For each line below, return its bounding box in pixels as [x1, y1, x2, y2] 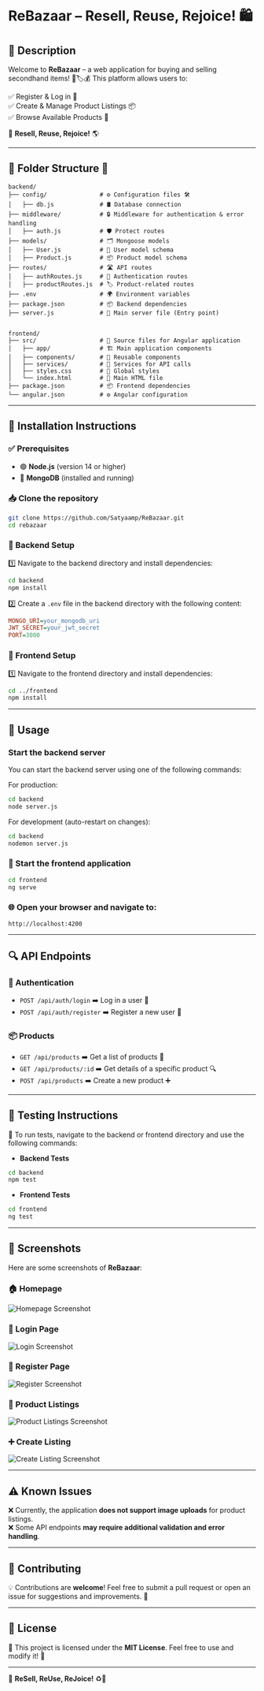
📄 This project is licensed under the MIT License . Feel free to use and [8, 1642, 234, 1652]
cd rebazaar [8, 521, 47, 529]
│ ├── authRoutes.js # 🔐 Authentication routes [8, 272, 189, 281]
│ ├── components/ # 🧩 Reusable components [8, 353, 181, 361]
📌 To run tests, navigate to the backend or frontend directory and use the [8, 1130, 245, 1139]
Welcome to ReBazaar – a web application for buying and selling [8, 65, 218, 74]
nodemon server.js [8, 840, 68, 847]
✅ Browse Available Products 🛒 [8, 113, 109, 121]
